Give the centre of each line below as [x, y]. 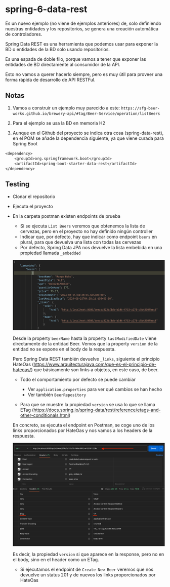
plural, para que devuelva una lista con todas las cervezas [81, 242]
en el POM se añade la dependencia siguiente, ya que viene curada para [88, 138]
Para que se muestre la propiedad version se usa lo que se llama [88, 404]
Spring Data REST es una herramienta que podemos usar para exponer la [82, 44]
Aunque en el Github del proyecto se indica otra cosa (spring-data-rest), [88, 133]
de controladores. [24, 34]
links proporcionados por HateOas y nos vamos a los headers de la [82, 430]
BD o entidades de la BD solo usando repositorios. [58, 49]
